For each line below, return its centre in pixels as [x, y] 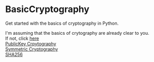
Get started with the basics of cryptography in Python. [62, 23]
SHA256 [14, 54]
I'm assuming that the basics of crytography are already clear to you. [77, 33]
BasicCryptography [47, 9]
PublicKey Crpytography [31, 43]
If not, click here [22, 38]
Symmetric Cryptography [32, 49]
